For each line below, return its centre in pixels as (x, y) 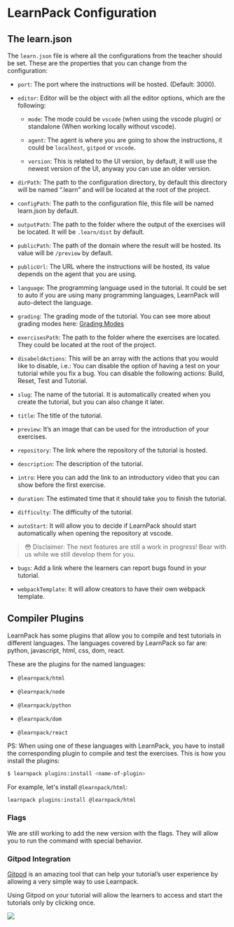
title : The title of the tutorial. (60, 415)
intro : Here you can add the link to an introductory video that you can (118, 477)
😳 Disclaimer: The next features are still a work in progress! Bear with (125, 547)
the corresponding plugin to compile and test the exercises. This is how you (117, 753)
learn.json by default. (48, 211)
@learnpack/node (41, 692)
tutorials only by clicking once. (51, 903)
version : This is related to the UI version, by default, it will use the (122, 161)
